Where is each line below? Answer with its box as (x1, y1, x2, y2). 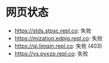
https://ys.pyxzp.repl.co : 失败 (14, 50, 89, 57)
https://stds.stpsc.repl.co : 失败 (14, 27, 92, 34)
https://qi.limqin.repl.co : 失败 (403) (14, 42, 102, 50)
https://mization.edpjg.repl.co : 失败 (14, 34, 103, 42)
